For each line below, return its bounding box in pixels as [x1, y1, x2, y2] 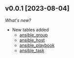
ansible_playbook [19, 42, 55, 48]
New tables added [12, 27, 49, 33]
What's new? [5, 17, 32, 23]
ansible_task [19, 47, 45, 53]
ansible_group [19, 32, 48, 38]
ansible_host [19, 37, 45, 43]
